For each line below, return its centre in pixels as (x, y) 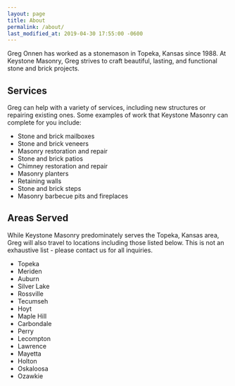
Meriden (30, 271)
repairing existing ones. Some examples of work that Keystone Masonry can (118, 115)
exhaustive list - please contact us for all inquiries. (80, 250)
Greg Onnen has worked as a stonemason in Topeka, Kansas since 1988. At (117, 54)
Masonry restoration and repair (62, 151)
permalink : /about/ (36, 27)
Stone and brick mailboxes (56, 136)
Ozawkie (30, 376)
